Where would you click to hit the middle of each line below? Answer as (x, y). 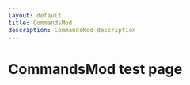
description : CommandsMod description (72, 30)
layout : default (35, 15)
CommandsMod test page (95, 69)
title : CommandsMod (40, 23)
